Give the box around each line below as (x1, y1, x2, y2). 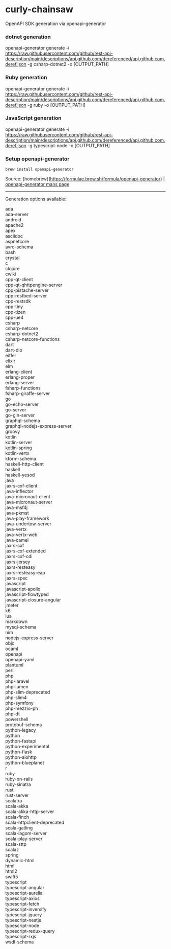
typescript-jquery (5, 912, 42, 918)
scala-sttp (5, 841, 27, 847)
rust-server (5, 792, 29, 798)
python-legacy (5, 727, 36, 733)
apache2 (5, 222, 24, 228)
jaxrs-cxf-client (5, 483, 38, 489)
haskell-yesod (5, 472, 35, 478)
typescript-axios (5, 895, 40, 901)
